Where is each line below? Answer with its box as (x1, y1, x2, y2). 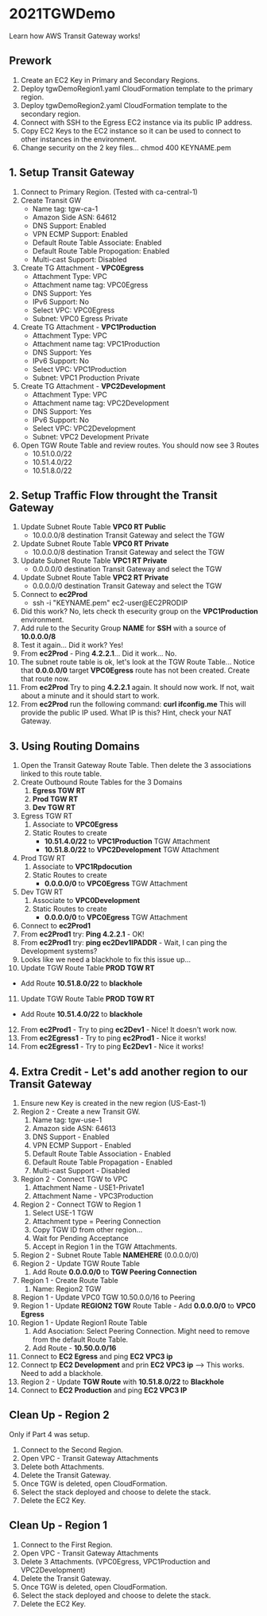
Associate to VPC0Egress (32, 820, 118, 829)
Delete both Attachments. (20, 1462, 105, 1471)
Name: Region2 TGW (32, 1285, 102, 1293)
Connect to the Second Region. (20, 1444, 124, 1455)
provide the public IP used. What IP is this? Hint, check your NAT (20, 708, 233, 718)
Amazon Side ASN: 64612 (32, 212, 118, 222)
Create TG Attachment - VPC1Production (20, 322, 157, 331)
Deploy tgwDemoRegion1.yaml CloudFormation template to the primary (20, 83, 253, 93)
